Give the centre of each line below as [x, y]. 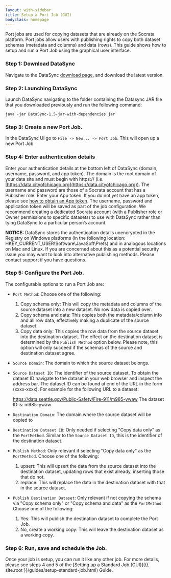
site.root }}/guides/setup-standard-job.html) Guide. [59, 570]
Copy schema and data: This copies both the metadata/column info [91, 315]
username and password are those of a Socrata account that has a [75, 190]
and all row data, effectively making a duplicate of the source [84, 320]
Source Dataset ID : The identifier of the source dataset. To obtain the [86, 373]
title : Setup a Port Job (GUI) [39, 15]
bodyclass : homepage [27, 19]
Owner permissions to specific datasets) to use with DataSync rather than [83, 217]
